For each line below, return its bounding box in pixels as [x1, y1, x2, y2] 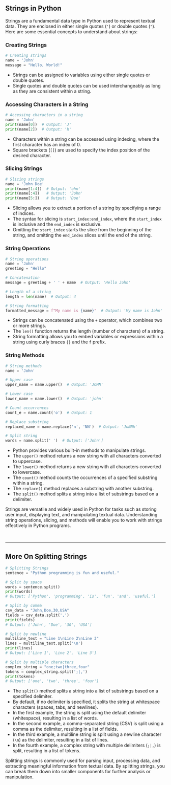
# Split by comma [5, 603, 42, 608]
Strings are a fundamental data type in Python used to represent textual [5, 17, 156, 24]
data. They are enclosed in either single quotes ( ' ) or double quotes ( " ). [5, 23, 156, 29]
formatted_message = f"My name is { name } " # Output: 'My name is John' [5, 308, 163, 313]
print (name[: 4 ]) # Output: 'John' [5, 191, 83, 196]
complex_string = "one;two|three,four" [5, 664, 90, 669]
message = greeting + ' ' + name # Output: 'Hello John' [5, 280, 131, 285]
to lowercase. [12, 469, 42, 475]
